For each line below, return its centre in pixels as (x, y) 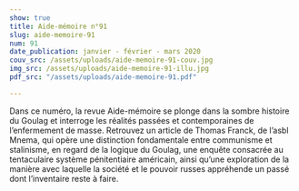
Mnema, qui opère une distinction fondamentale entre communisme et (141, 140)
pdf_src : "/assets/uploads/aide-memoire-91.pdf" (103, 77)
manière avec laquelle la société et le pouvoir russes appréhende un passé (149, 168)
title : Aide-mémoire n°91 (58, 26)
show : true (30, 18)
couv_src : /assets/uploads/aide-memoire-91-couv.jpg (111, 60)
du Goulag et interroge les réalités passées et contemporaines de (132, 120)
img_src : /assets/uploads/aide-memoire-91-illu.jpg (109, 69)
